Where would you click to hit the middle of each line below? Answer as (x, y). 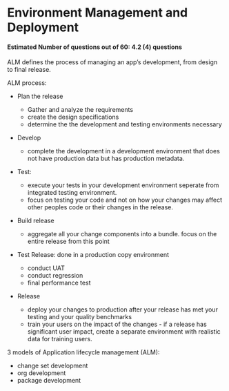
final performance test (59, 283)
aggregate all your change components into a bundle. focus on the (122, 234)
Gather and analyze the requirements (80, 110)
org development (41, 373)
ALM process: (27, 83)
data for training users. (60, 339)
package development (49, 381)
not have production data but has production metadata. (106, 159)
